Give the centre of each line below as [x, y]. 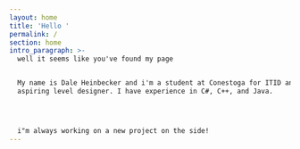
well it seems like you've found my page [96, 59]
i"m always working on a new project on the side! [113, 130]
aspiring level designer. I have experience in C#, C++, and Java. [146, 91]
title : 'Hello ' [39, 26]
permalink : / [33, 34]
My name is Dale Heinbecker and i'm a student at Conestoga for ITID [149, 83]
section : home [36, 42]
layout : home [33, 17]
